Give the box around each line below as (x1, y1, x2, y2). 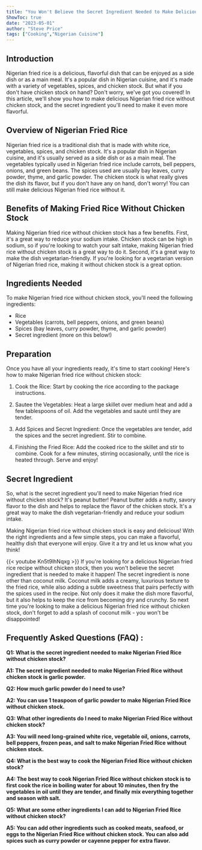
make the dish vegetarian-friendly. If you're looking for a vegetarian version (6, 254, 194, 262)
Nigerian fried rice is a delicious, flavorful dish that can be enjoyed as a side (6, 69, 194, 76)
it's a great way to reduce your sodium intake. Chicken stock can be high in (6, 235, 193, 243)
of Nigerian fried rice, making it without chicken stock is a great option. (6, 261, 182, 268)
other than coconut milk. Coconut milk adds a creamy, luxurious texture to (6, 577, 189, 584)
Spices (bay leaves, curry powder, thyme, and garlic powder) (14, 325, 167, 332)
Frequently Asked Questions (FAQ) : (6, 633, 144, 643)
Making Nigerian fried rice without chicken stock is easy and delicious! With (6, 527, 194, 534)
